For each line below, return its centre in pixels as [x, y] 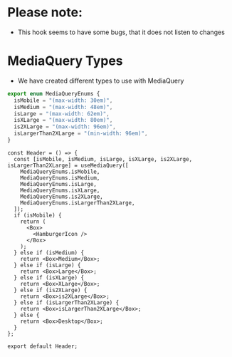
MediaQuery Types [65, 61]
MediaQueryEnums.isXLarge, [60, 190]
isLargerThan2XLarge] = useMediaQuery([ [68, 165]
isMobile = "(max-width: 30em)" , [63, 100]
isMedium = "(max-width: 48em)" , [63, 107]
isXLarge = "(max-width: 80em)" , [63, 120]
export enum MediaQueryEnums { [54, 93]
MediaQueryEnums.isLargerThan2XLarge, [78, 203]
